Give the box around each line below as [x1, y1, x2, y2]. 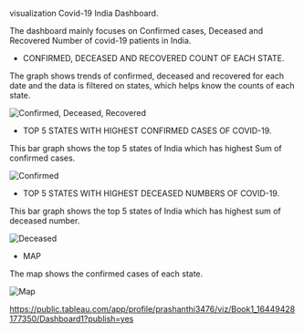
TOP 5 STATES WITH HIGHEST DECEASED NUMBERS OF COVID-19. [22, 188, 280, 199]
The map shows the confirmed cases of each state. [9, 268, 204, 279]
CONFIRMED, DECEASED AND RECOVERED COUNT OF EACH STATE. [22, 53, 285, 63]
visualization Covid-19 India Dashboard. [9, 8, 159, 18]
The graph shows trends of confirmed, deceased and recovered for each [9, 70, 285, 81]
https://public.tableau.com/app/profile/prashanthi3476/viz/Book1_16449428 [9, 304, 296, 314]
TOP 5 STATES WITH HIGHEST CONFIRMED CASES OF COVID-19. [22, 125, 272, 136]
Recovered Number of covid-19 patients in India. [9, 36, 192, 46]
